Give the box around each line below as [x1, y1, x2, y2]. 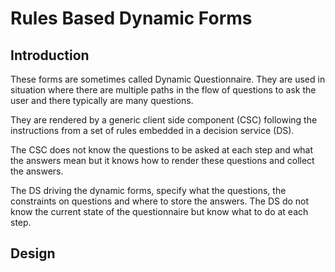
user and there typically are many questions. [10, 95, 194, 106]
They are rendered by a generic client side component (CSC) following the [10, 114, 318, 126]
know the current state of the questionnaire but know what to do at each [10, 206, 309, 217]
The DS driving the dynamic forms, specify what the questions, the [10, 185, 287, 196]
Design [10, 245, 56, 262]
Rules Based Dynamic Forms [10, 7, 253, 30]
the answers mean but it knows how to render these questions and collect [10, 155, 315, 166]
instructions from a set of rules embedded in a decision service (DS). [10, 125, 295, 136]
